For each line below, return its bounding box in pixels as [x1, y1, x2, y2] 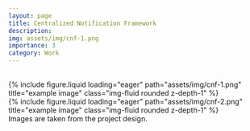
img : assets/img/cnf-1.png [8, 34, 99, 43]
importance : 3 [8, 42, 56, 50]
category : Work [8, 49, 60, 57]
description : [8, 27, 52, 35]
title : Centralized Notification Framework [8, 19, 157, 27]
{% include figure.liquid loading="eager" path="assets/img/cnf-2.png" [8, 97, 244, 106]
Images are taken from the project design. [8, 114, 148, 123]
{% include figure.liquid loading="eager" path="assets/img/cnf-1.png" [8, 80, 242, 89]
